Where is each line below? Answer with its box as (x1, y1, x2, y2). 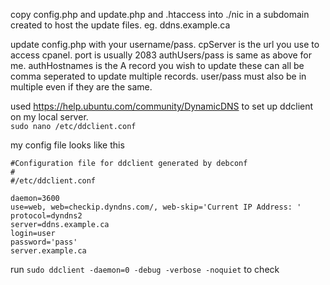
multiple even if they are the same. (10, 81, 153, 93)
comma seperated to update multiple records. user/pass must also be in (10, 70, 307, 82)
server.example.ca (10, 246, 87, 256)
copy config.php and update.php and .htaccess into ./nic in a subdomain (10, 9, 310, 20)
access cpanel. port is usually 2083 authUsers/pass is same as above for (10, 49, 313, 61)
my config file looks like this (10, 139, 125, 151)
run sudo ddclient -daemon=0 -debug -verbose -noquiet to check (10, 264, 280, 275)
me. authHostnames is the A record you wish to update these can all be (10, 60, 305, 71)
